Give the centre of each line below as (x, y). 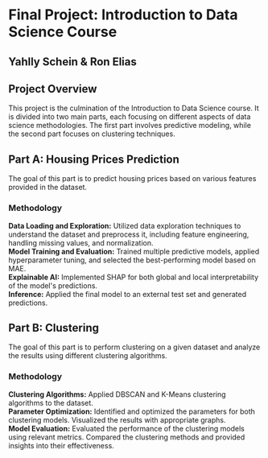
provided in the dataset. (47, 188)
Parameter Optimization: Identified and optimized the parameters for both (132, 411)
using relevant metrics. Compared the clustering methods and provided (127, 437)
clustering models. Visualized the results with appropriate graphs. (117, 419)
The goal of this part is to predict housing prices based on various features (132, 179)
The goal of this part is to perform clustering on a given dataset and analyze (134, 347)
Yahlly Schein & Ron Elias (72, 62)
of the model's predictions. (53, 285)
